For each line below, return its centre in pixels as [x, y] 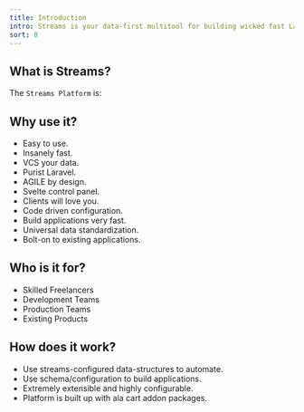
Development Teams [61, 299]
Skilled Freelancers [58, 290]
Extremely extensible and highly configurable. [108, 388]
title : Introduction [48, 18]
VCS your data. [51, 163]
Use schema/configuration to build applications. [112, 378]
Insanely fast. [47, 153]
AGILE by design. [54, 182]
